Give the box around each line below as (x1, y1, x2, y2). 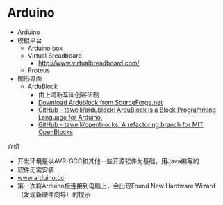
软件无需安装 (17, 165, 54, 174)
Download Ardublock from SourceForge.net (38, 98, 163, 106)
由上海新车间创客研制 (38, 90, 99, 99)
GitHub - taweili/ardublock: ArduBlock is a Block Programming (38, 106, 217, 114)
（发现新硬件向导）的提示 (17, 190, 91, 199)
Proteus (27, 66, 51, 74)
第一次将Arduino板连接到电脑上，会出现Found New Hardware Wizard (17, 181, 216, 190)
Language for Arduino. (38, 113, 103, 121)
